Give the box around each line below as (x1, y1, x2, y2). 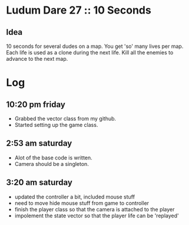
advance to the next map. (6, 56, 68, 62)
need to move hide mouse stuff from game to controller (14, 199, 149, 207)
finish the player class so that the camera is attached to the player (14, 206, 175, 213)
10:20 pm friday (6, 99, 66, 109)
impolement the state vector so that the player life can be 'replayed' (14, 212, 179, 219)
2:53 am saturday (6, 138, 72, 148)
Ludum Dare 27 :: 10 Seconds (6, 4, 151, 17)
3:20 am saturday (6, 178, 72, 188)
